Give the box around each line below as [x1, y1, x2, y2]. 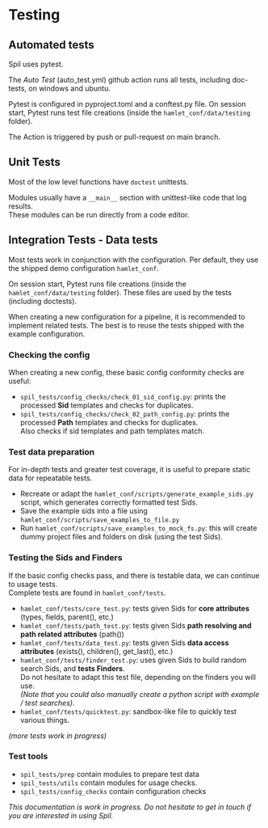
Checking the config [8, 349, 90, 361]
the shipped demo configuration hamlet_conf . [8, 263, 159, 272]
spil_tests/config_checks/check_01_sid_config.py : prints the [19, 391, 226, 401]
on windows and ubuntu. [27, 83, 111, 93]
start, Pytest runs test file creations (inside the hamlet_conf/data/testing [8, 108, 251, 117]
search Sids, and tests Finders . [19, 663, 125, 673]
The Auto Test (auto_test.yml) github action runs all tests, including [8, 75, 231, 84]
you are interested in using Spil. [8, 810, 114, 820]
